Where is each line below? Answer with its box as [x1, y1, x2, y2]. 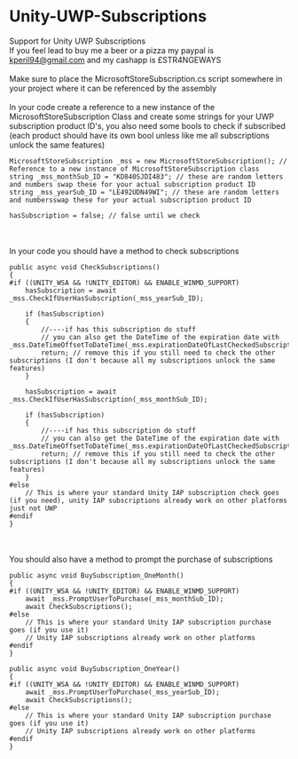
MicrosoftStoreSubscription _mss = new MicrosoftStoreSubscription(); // [9, 156, 288, 165]
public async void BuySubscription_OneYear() [9, 664, 180, 673]
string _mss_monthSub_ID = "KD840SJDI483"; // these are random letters [9, 172, 284, 181]
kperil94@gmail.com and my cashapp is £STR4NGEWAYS [9, 54, 222, 65]
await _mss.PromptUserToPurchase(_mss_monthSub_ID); [25, 594, 224, 603]
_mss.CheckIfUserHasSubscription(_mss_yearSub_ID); [9, 293, 204, 303]
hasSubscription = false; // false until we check [9, 211, 200, 220]
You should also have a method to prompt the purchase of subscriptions [9, 554, 273, 564]
